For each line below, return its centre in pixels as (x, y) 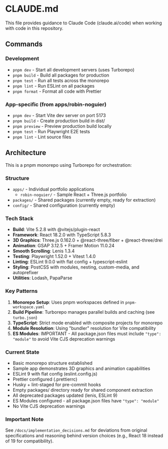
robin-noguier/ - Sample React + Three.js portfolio (73, 195)
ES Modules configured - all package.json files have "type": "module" (86, 400)
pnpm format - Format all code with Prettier (57, 91)
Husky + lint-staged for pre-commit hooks (57, 384)
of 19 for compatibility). (30, 441)
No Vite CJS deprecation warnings (49, 406)
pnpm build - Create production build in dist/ (59, 121)
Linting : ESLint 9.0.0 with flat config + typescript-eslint (70, 262)
